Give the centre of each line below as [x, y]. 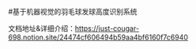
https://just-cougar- [107, 28]
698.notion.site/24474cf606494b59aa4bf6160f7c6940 [98, 37]
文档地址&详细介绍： [42, 28]
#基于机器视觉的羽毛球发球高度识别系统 [73, 11]
